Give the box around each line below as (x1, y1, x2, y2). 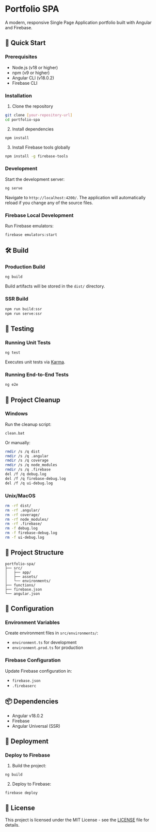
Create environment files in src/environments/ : (5, 630, 98, 636)
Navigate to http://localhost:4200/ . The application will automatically (5, 194, 146, 200)
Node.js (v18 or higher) (12, 64, 58, 70)
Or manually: (5, 439, 31, 445)
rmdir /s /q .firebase (5, 467, 51, 472)
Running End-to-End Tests (5, 371, 69, 378)
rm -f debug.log (5, 526, 38, 531)
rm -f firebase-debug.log (5, 530, 57, 535)
